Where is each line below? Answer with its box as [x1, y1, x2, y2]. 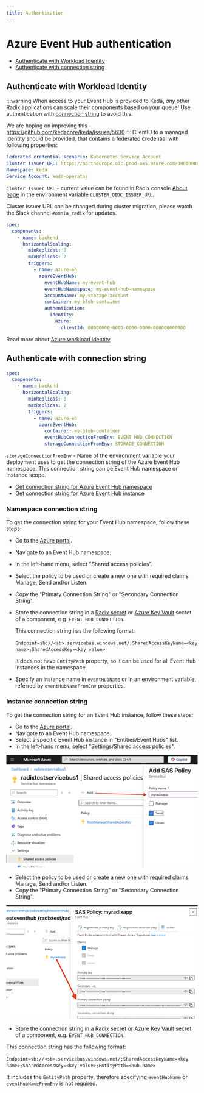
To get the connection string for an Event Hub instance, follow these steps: [6, 711, 194, 719]
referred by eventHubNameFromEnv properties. [15, 682, 126, 689]
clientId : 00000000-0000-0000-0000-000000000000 [60, 324, 186, 330]
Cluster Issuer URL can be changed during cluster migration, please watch [6, 202, 193, 210]
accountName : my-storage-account [44, 293, 129, 299]
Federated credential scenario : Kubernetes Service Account [6, 154, 162, 160]
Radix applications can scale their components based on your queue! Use [6, 104, 191, 111]
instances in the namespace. [15, 664, 87, 671]
